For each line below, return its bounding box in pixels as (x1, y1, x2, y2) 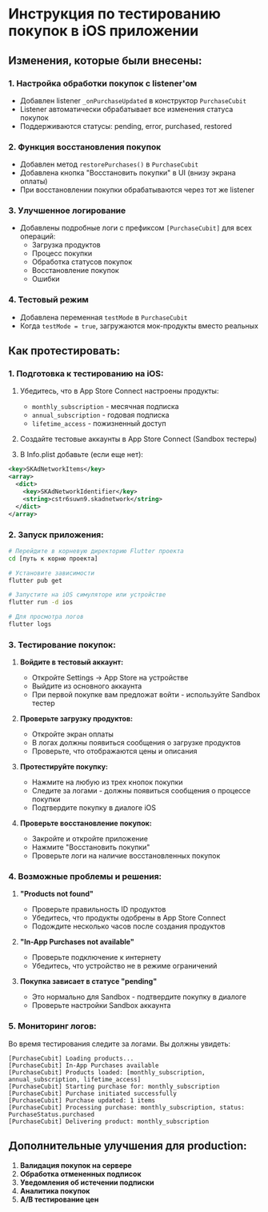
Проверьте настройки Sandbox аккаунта (31, 1001, 171, 1010)
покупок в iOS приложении (8, 22, 199, 40)
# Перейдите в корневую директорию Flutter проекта (8, 547, 184, 555)
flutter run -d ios (8, 598, 74, 607)
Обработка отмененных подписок (19, 1169, 142, 1178)
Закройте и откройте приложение (31, 834, 148, 844)
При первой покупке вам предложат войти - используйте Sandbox (31, 690, 261, 700)
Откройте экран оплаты (31, 729, 114, 739)
